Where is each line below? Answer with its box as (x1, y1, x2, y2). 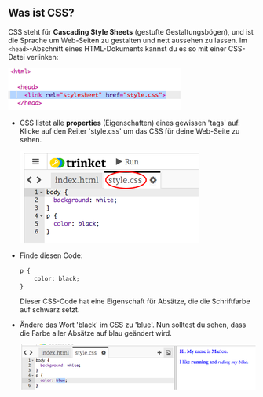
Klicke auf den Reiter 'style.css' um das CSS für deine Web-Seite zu (19, 126, 240, 136)
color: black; (34, 274, 80, 282)
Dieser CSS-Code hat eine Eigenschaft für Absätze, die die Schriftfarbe (19, 296, 250, 306)
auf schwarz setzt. (19, 304, 80, 314)
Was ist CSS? (8, 6, 75, 20)
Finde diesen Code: (19, 251, 83, 260)
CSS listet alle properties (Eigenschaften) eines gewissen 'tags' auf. (19, 118, 241, 127)
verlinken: (26, 52, 59, 61)
